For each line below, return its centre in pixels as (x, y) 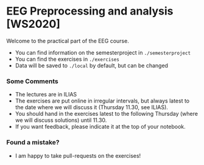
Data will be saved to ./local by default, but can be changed (92, 66)
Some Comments (33, 81)
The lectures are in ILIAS (46, 95)
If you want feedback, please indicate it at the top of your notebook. (100, 127)
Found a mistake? (33, 143)
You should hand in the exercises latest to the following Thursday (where (106, 114)
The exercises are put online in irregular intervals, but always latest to (102, 101)
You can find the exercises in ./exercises (67, 59)
